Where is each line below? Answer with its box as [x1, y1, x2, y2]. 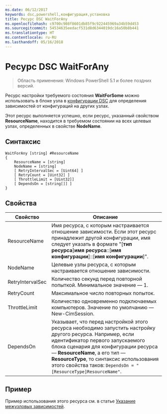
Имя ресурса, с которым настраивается [51, 222, 149, 229]
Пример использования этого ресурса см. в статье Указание [5, 398, 136, 404]
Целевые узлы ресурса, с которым [51, 261, 136, 268]
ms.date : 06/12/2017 [5, 7, 48, 12]
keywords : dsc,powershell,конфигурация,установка [5, 12, 110, 17]
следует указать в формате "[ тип [51, 241, 132, 248]
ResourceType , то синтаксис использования [51, 356, 159, 363]
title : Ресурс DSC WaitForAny [5, 16, 68, 21]
